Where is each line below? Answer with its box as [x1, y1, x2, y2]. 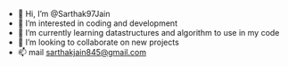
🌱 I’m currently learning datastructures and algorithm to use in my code [17, 28, 280, 37]
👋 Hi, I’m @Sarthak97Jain [17, 9, 111, 19]
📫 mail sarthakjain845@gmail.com [17, 47, 147, 57]
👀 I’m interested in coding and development [17, 18, 178, 29]
